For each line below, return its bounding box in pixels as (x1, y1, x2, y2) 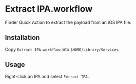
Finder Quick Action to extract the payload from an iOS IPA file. (5, 19, 132, 25)
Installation (5, 34, 40, 42)
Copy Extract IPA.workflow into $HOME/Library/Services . (5, 46, 120, 52)
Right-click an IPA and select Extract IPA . (5, 73, 89, 79)
